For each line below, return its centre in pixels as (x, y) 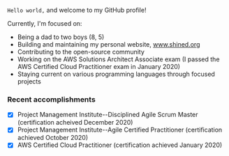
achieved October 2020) (53, 138)
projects (29, 81)
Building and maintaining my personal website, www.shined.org (109, 44)
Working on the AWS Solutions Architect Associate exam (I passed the (118, 59)
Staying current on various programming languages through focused (116, 74)
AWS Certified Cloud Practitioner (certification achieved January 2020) (120, 145)
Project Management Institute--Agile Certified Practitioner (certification (120, 130)
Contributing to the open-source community (81, 52)
